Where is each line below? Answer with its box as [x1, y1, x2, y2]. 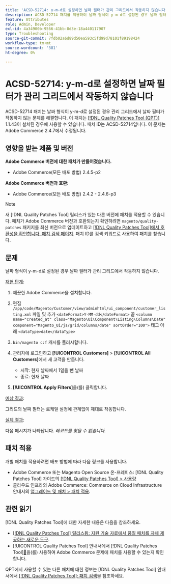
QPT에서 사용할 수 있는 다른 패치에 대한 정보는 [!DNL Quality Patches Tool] [5, 566, 157, 572]
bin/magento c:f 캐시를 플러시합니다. [12, 339, 88, 345]
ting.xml [12, 312, 32, 317]
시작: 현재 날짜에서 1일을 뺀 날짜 [20, 367, 83, 373]
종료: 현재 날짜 [20, 374, 49, 380]
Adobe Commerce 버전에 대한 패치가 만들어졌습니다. [5, 158, 112, 164]
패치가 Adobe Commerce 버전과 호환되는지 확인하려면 [12, 218, 121, 224]
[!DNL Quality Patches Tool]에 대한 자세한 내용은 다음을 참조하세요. [5, 519, 141, 525]
